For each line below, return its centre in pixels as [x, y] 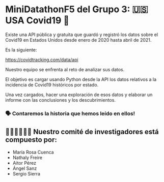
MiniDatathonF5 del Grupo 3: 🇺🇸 [77, 9]
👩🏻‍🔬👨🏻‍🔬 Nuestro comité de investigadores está [82, 132]
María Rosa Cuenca [33, 152]
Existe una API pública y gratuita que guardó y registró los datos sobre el [82, 35]
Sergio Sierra [26, 173]
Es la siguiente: [21, 50]
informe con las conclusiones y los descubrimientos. [61, 100]
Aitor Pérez [24, 163]
